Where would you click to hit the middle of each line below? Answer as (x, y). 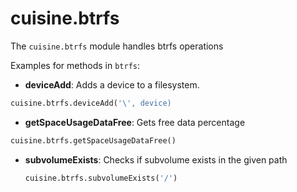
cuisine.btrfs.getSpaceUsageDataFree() (93, 140)
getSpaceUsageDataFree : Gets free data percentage (135, 122)
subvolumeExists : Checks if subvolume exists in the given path (156, 159)
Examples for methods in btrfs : (75, 65)
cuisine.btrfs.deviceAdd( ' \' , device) (91, 103)
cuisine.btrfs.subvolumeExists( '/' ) (101, 178)
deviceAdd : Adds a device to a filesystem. (112, 84)
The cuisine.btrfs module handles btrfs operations (117, 46)
